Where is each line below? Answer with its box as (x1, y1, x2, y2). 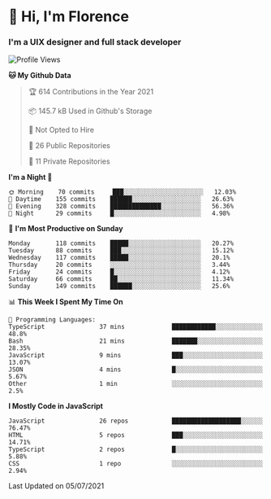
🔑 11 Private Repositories (28, 156, 111, 166)
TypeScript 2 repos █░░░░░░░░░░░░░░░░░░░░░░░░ (8, 445, 264, 454)
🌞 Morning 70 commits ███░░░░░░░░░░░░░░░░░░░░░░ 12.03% (8, 188, 237, 196)
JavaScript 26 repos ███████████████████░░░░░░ (8, 417, 264, 426)
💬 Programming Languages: (8, 316, 96, 324)
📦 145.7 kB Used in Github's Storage (28, 106, 153, 116)
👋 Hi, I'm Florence (8, 7, 130, 26)
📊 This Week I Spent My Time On (8, 297, 123, 307)
